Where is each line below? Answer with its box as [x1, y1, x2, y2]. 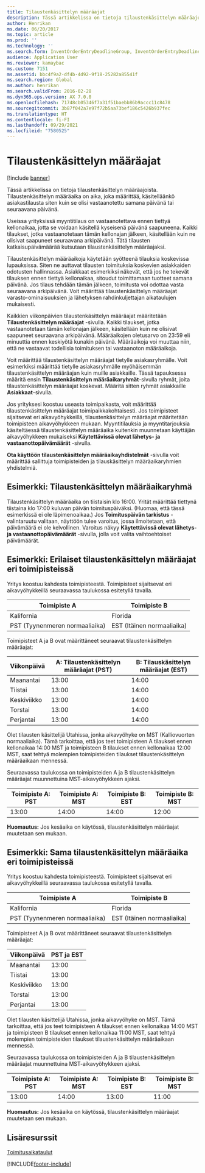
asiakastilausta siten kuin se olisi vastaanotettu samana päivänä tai [7, 199, 174, 206]
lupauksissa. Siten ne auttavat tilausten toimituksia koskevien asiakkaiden [7, 261, 191, 269]
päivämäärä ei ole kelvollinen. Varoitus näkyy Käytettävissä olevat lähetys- [7, 523, 197, 531]
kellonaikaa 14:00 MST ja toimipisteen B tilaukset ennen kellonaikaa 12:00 [7, 744, 191, 751]
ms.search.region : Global [7, 77, 72, 83]
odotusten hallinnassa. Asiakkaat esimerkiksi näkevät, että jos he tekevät [7, 268, 189, 275]
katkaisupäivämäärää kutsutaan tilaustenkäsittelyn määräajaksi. [7, 243, 166, 250]
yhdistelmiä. [7, 464, 38, 471]
